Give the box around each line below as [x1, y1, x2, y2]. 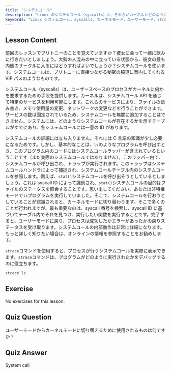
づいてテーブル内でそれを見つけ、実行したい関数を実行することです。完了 [5, 212, 160, 218]
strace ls [5, 271, 26, 276]
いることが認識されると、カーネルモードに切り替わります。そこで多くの [14, 199, 165, 205]
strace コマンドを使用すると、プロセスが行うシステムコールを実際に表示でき [5, 248, 166, 254]
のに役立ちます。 [5, 261, 41, 267]
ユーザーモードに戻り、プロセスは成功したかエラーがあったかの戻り [18, 218, 161, 224]
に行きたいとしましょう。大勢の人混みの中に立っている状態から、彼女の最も [5, 56, 165, 63]
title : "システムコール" [5, 7, 52, 13]
